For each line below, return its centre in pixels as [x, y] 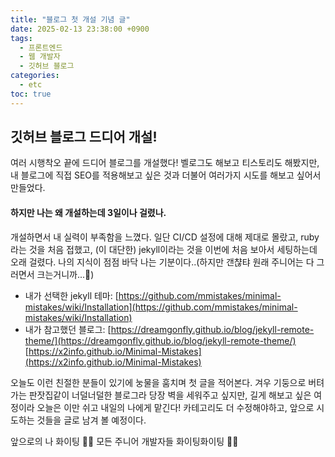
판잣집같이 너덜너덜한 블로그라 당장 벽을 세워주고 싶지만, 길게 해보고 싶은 [170, 395]
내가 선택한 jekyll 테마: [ [71, 295]
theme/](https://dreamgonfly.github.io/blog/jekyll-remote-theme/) [160, 340]
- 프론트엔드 [41, 47]
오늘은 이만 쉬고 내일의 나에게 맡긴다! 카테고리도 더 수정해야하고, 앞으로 [175, 407]
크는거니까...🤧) [65, 274]
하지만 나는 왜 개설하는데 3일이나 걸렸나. [88, 213]
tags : [21, 38]
